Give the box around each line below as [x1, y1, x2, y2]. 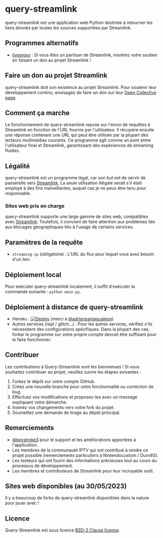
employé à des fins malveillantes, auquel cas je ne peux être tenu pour [5, 185, 146, 191]
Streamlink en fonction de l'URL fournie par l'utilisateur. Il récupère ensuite [5, 127, 154, 133]
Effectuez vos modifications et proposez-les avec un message [12, 394, 138, 400]
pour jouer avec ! [5, 500, 39, 506]
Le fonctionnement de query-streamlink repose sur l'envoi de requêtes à [5, 122, 150, 128]
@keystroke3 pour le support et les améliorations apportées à [12, 436, 136, 443]
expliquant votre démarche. [12, 399, 68, 405]
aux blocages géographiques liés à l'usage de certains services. [5, 224, 134, 230]
